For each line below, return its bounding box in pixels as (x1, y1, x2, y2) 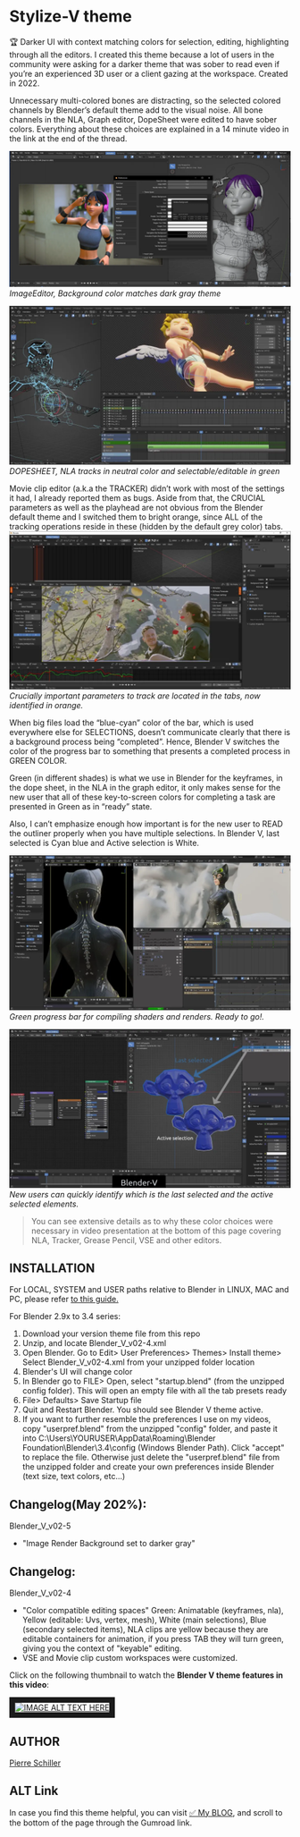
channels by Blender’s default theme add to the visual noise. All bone (9, 105, 263, 115)
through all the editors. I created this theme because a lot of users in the (9, 49, 275, 60)
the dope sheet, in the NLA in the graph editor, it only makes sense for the (9, 783, 281, 793)
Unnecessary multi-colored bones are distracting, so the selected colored (9, 95, 281, 106)
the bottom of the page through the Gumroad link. (9, 1817, 193, 1828)
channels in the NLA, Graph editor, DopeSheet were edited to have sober (9, 114, 278, 124)
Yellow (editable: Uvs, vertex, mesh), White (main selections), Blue (21, 1614, 267, 1625)
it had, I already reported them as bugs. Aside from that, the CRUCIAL (9, 492, 266, 503)
